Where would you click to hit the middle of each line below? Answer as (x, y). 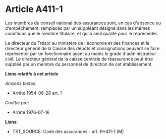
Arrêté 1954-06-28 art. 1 (37, 93)
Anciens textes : (21, 83)
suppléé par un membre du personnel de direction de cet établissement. (79, 64)
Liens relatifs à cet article (32, 73)
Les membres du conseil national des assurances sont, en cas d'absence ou (83, 23)
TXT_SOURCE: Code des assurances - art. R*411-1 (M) (68, 131)
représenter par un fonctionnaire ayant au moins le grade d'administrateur (81, 54)
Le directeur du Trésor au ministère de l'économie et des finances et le (77, 43)
